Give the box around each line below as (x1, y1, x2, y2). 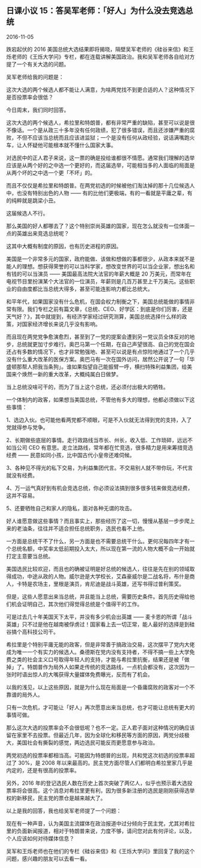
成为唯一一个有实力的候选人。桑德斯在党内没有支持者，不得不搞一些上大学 (6, 648, 190, 655)
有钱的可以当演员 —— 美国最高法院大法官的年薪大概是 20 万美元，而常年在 (6, 270, 192, 277)
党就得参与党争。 (6, 424, 48, 431)
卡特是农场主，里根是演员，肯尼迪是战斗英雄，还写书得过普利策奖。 (16, 580, 184, 587)
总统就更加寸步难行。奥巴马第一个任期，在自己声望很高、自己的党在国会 (16, 340, 195, 347)
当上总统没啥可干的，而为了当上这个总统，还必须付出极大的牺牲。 (6, 383, 169, 391)
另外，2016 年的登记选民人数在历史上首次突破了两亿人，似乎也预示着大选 (6, 779, 187, 787)
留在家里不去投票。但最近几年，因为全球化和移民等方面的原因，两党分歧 (6, 731, 184, 739)
